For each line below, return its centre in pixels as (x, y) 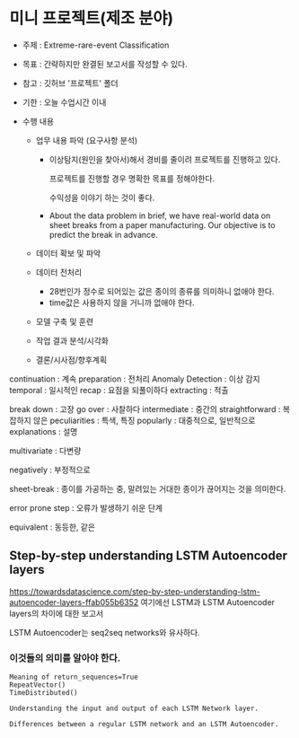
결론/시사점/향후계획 (71, 359)
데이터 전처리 (59, 272)
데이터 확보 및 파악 (68, 253)
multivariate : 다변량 (45, 451)
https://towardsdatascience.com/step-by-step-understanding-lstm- (135, 591)
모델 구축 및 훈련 (65, 321)
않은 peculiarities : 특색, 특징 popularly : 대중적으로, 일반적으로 (144, 420)
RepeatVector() (38, 685)
